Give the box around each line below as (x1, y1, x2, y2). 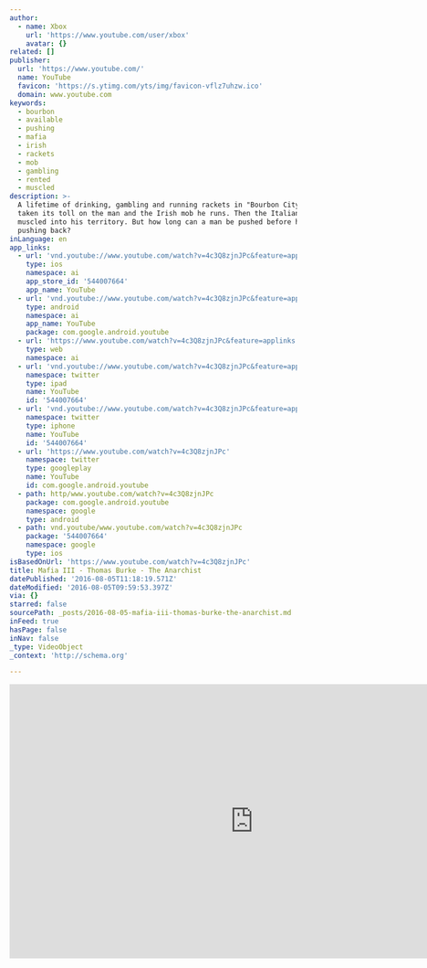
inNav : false (9, 633, 59, 643)
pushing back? (17, 226, 71, 235)
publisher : (9, 56, 51, 65)
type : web (26, 345, 64, 354)
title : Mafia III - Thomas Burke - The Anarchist (9, 566, 203, 575)
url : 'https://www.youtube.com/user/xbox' (26, 30, 190, 39)
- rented (17, 175, 51, 184)
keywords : (9, 98, 47, 108)
